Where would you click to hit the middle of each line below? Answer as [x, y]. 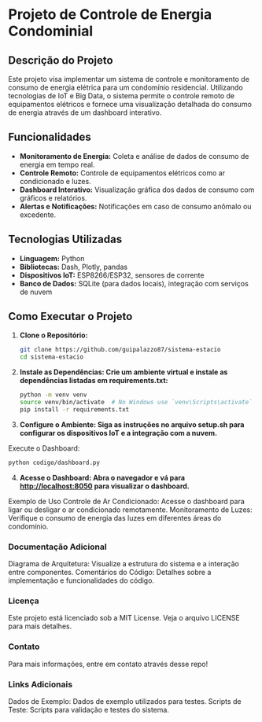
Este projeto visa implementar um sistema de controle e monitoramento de [129, 79]
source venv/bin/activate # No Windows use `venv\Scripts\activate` [136, 403]
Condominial [51, 31]
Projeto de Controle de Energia [110, 15]
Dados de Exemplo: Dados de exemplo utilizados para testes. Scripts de [125, 701]
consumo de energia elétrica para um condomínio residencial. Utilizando [126, 87]
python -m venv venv [53, 395]
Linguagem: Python [52, 258]
